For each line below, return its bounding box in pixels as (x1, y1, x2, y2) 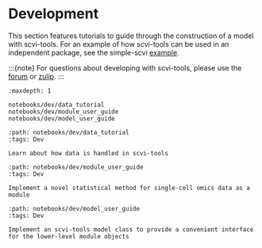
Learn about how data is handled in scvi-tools (8, 149, 169, 157)
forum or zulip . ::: (8, 71, 64, 81)
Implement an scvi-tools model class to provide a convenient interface (8, 225, 254, 234)
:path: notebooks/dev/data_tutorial (8, 128, 129, 136)
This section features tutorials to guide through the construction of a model (8, 31, 254, 40)
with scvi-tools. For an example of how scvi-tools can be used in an (8, 39, 229, 48)
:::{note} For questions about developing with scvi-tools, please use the (8, 63, 242, 72)
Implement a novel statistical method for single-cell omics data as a (8, 184, 250, 192)
